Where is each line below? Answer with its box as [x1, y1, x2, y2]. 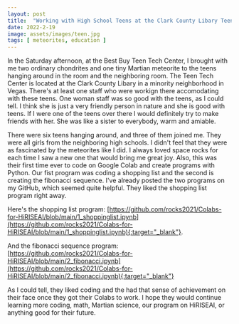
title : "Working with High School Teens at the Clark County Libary [7, 17, 218, 24]
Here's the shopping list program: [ [7, 205, 110, 214]
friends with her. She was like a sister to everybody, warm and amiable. [7, 117, 216, 125]
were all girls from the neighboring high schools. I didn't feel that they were [7, 138, 228, 147]
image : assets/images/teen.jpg [7, 30, 100, 38]
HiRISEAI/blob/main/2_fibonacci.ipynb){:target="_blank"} [7, 272, 174, 281]
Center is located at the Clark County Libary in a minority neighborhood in [7, 79, 224, 88]
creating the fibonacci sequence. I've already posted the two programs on [7, 176, 225, 185]
